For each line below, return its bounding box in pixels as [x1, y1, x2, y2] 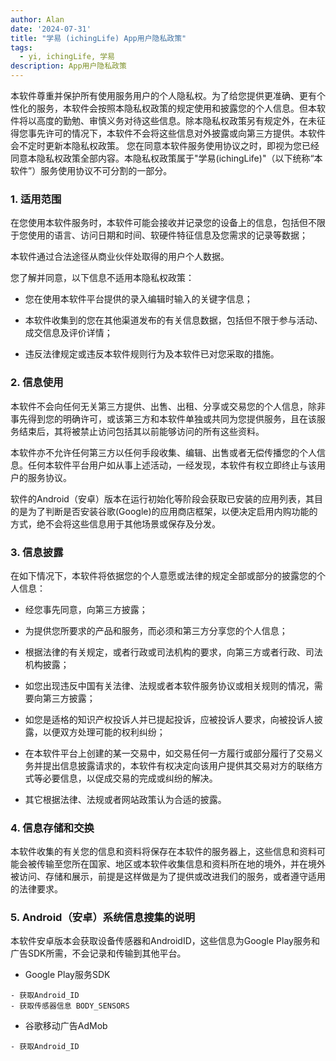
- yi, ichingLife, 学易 [19, 52, 115, 62]
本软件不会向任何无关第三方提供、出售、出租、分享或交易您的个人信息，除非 [10, 400, 326, 412]
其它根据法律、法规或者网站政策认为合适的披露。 [24, 793, 227, 805]
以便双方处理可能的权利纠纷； [42, 726, 166, 738]
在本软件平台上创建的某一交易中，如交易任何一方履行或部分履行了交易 [24, 747, 315, 759]
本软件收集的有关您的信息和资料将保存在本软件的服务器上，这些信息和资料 [10, 846, 317, 858]
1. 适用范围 [10, 192, 62, 206]
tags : [10, 42, 33, 53]
